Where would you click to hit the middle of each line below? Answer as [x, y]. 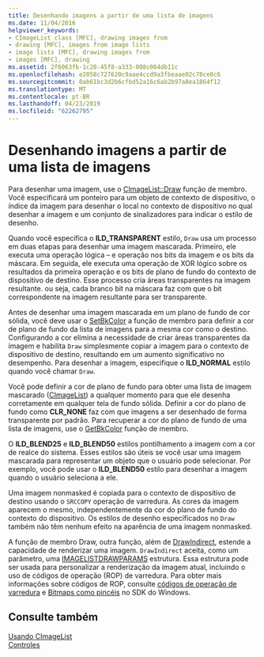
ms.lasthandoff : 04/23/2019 [55, 104]
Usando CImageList [40, 636]
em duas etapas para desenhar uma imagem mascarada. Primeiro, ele [123, 246]
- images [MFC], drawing [49, 60]
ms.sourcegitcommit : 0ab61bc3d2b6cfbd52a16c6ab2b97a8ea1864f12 [115, 82]
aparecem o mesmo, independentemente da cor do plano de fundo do [123, 509]
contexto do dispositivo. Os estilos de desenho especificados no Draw [121, 518]
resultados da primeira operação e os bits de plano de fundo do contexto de [132, 272]
